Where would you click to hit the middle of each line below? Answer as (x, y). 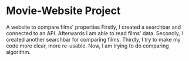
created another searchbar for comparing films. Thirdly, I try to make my (93, 39)
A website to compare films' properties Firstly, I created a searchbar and (94, 27)
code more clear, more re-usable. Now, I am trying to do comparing (87, 46)
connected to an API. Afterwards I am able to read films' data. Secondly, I (95, 33)
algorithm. (18, 52)
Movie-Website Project (63, 11)
